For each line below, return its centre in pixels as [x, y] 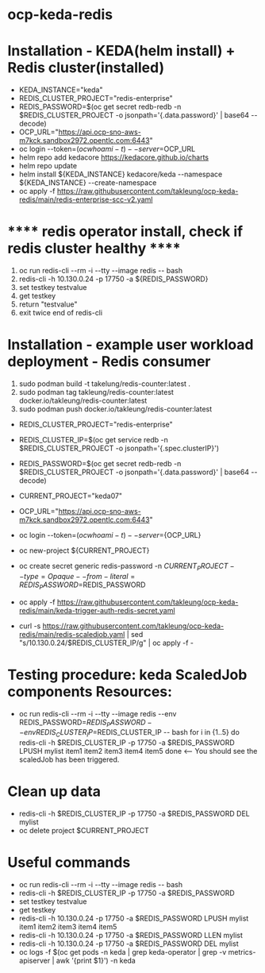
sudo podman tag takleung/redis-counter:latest [96, 392]
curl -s [30, 626]
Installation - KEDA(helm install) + [121, 51]
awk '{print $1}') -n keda [96, 960]
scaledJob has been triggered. [69, 759]
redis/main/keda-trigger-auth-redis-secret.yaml [97, 610]
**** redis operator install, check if [125, 232]
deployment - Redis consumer [109, 362]
